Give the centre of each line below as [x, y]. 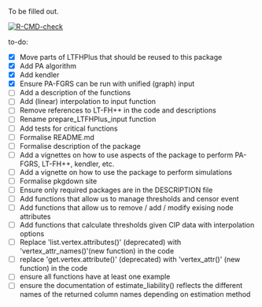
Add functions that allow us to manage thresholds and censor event [129, 198]
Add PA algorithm [48, 66]
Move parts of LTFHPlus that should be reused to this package [121, 57]
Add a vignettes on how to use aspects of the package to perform [126, 155]
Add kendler [39, 75]
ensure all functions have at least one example [95, 277]
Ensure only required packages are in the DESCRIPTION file [116, 190]
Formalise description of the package [80, 146]
